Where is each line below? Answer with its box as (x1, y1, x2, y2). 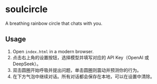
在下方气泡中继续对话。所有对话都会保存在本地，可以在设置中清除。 (12, 73, 155, 79)
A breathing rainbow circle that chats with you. (5, 20, 103, 26)
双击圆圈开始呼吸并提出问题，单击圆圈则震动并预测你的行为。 (12, 67, 142, 73)
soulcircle (5, 4, 48, 15)
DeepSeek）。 (12, 61, 42, 67)
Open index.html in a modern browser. (12, 48, 94, 54)
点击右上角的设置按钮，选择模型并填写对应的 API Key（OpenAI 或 (12, 54, 149, 60)
